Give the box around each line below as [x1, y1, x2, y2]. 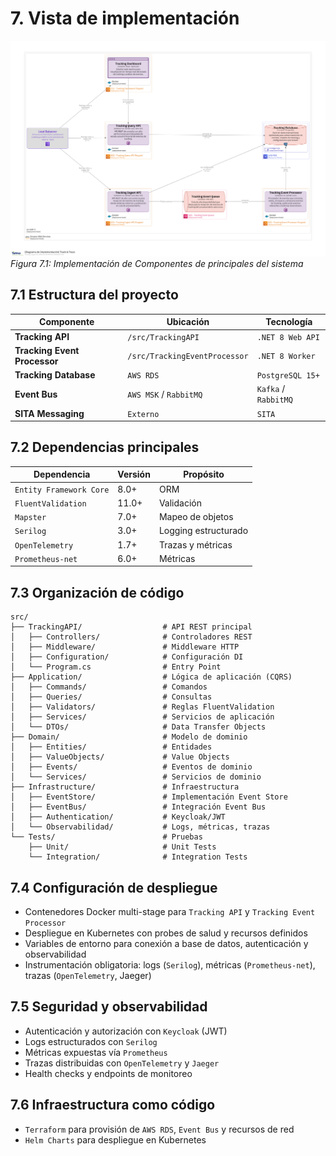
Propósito [183, 468, 225, 481]
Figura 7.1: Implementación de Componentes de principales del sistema [10, 257, 304, 269]
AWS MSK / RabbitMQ [127, 388, 203, 400]
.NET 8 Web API [256, 332, 320, 342]
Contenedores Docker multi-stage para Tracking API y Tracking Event [24, 905, 316, 917]
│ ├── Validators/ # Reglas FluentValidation [10, 702, 275, 712]
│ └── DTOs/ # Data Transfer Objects [10, 722, 267, 732]
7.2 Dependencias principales [10, 439, 200, 456]
